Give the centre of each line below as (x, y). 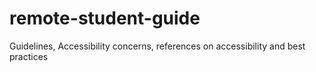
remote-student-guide (105, 18)
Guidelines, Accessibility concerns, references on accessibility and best (157, 46)
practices (29, 56)
